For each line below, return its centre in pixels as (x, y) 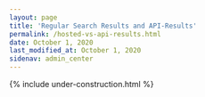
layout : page (33, 17)
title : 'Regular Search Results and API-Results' (103, 26)
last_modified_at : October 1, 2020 (75, 51)
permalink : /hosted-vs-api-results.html (86, 34)
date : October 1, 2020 (51, 42)
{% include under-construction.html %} (82, 84)
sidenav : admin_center (51, 59)
